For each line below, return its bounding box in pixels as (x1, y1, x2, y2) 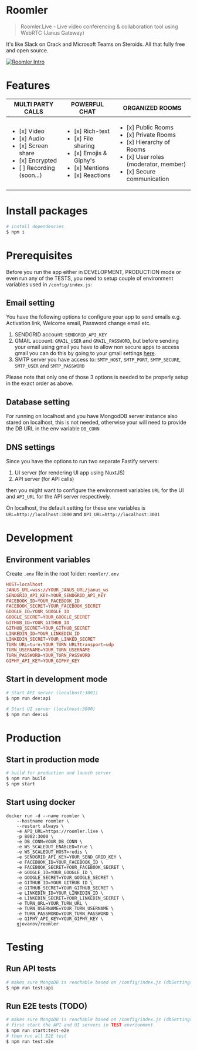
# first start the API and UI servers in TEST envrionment (6, 1022, 154, 1028)
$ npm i (6, 229, 25, 235)
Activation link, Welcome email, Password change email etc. (6, 320, 151, 327)
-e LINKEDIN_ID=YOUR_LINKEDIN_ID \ (16, 890, 104, 896)
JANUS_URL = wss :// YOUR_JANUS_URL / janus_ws (6, 587, 109, 593)
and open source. (6, 46, 49, 53)
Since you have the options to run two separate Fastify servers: (6, 457, 159, 464)
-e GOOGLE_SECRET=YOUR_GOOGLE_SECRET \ (16, 874, 114, 881)
